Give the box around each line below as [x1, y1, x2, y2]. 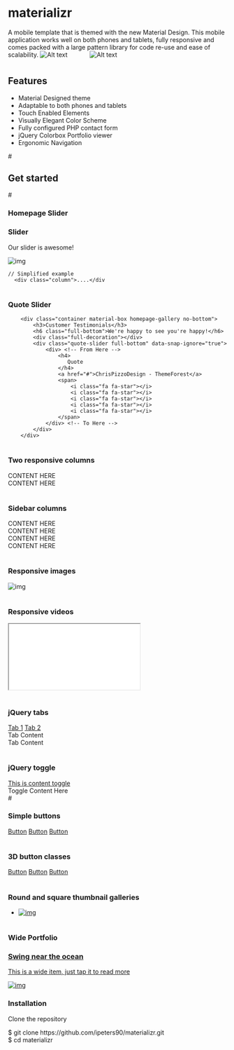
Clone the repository [8, 1014, 67, 1023]
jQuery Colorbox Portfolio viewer [17, 131, 112, 139]
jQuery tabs [8, 707, 49, 717]
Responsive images [8, 566, 76, 576]
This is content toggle [8, 779, 71, 787]
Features [8, 75, 47, 87]
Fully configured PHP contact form [17, 123, 118, 132]
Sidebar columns [8, 503, 67, 513]
